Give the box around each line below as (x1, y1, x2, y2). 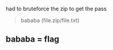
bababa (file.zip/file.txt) (20, 17, 80, 23)
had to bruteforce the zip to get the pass (5, 5, 107, 12)
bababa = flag (5, 34, 60, 45)
